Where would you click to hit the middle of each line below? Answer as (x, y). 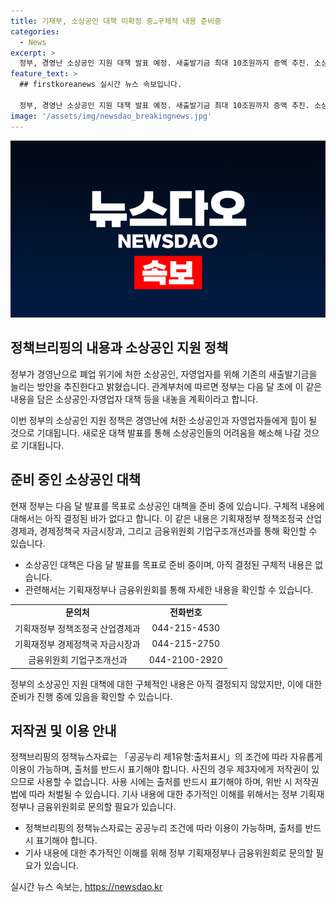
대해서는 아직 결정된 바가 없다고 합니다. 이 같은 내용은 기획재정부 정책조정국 (157, 518)
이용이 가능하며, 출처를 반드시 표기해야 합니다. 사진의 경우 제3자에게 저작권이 (160, 769)
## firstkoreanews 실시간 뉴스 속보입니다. (101, 85)
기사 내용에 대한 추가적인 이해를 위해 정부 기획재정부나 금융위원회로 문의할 (169, 853)
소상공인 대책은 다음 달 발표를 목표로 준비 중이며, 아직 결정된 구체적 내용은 (168, 564)
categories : (35, 31)
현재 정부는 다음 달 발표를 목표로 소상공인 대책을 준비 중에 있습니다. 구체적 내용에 (167, 506)
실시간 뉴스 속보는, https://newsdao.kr (86, 887)
